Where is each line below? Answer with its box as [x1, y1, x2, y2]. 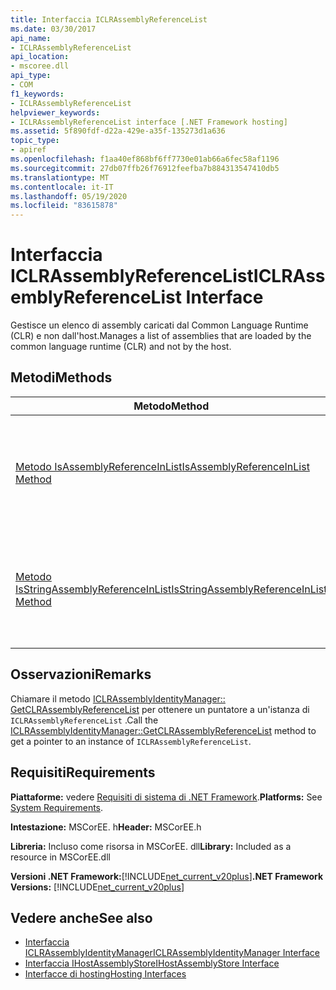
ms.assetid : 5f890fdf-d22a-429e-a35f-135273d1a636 [10, 126, 226, 136]
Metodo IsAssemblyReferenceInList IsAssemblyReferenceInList [15, 459, 310, 473]
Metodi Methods [10, 369, 113, 386]
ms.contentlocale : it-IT [10, 182, 114, 192]
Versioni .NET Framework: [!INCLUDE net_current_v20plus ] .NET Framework [10, 870, 324, 882]
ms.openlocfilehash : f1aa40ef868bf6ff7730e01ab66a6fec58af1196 [10, 154, 280, 164]
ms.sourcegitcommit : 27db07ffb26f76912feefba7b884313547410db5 [10, 163, 280, 173]
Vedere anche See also [10, 909, 153, 926]
